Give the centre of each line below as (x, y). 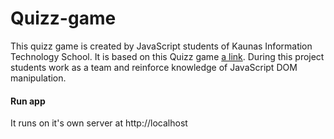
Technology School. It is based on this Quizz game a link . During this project (167, 56)
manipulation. (38, 78)
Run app (28, 101)
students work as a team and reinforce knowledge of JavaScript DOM (154, 67)
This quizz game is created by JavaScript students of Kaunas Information (161, 46)
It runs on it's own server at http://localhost (99, 123)
